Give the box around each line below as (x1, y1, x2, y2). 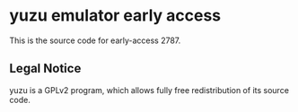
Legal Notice (9, 61, 82, 76)
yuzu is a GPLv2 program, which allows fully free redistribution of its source (9, 84, 290, 95)
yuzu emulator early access (9, 5, 222, 26)
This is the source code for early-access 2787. (9, 35, 181, 46)
